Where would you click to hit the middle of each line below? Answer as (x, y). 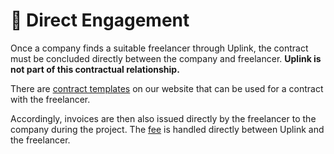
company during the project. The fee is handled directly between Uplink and (167, 129)
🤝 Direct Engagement (100, 20)
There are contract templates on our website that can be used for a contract (167, 88)
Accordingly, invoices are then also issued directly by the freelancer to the (163, 118)
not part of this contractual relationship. (95, 69)
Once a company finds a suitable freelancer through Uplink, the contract (159, 48)
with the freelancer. (50, 99)
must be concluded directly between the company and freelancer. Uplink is (166, 58)
